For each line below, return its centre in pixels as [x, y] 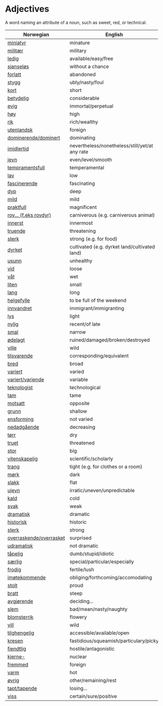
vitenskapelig [23, 458]
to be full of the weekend [98, 300]
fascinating [82, 183]
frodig [14, 570]
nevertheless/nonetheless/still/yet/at [111, 146]
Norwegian [36, 34]
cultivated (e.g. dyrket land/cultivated [112, 247]
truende [16, 231]
